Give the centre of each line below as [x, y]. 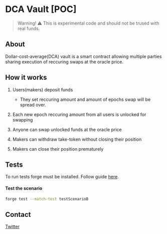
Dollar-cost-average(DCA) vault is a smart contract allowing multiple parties [83, 56]
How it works [26, 78]
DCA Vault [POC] [41, 9]
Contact [18, 214]
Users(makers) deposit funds [43, 89]
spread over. [33, 104]
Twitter [13, 226]
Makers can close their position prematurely [58, 149]
